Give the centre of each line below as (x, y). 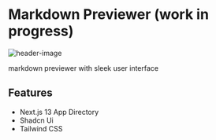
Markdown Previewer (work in (108, 15)
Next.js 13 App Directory (59, 112)
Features (30, 93)
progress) (41, 31)
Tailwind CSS (41, 128)
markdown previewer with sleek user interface (84, 68)
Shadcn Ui (36, 120)
